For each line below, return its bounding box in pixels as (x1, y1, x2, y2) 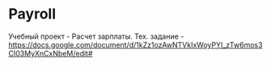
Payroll (8, 5, 57, 23)
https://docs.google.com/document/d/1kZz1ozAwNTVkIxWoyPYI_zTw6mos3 (8, 39, 263, 49)
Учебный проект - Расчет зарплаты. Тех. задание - (8, 31, 184, 41)
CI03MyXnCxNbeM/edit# (8, 48, 93, 58)
